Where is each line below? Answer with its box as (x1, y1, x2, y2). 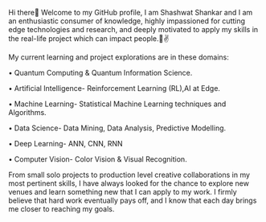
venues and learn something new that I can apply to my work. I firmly (8, 187, 237, 196)
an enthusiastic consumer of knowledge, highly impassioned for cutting (8, 16, 246, 26)
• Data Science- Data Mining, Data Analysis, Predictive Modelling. (8, 123, 227, 133)
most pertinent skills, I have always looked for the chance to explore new (8, 179, 249, 188)
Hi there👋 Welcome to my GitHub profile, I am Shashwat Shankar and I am (8, 8, 253, 17)
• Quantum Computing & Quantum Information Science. (8, 68, 193, 77)
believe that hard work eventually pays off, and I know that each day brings (8, 195, 257, 205)
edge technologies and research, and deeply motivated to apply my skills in (8, 25, 259, 34)
